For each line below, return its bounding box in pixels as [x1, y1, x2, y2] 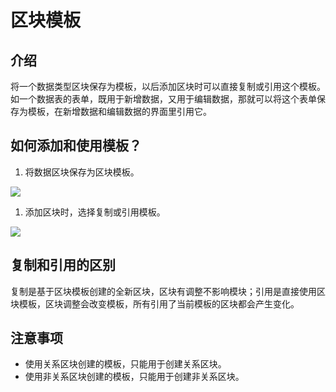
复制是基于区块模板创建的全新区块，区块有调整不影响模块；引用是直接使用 [10, 285, 317, 297]
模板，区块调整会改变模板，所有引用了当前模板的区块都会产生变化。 [18, 297, 300, 310]
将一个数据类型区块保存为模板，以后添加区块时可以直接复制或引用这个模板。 [10, 81, 326, 92]
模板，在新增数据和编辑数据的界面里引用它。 [27, 106, 212, 117]
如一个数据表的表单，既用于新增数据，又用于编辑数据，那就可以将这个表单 [10, 93, 317, 105]
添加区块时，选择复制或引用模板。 [24, 206, 166, 218]
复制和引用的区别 [10, 257, 116, 274]
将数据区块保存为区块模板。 [24, 166, 140, 178]
